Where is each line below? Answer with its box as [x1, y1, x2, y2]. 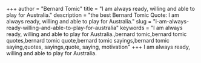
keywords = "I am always [120, 24, 183, 31]
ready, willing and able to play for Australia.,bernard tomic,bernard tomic [6, 31, 187, 38]
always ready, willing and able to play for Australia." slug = [6, 18, 152, 25]
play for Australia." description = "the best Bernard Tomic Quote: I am [6, 11, 180, 19]
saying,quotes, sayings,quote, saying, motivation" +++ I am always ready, [6, 43, 191, 50]
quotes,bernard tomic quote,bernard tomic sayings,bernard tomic [6, 37, 170, 44]
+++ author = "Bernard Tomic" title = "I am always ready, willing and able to [6, 5, 196, 12]
